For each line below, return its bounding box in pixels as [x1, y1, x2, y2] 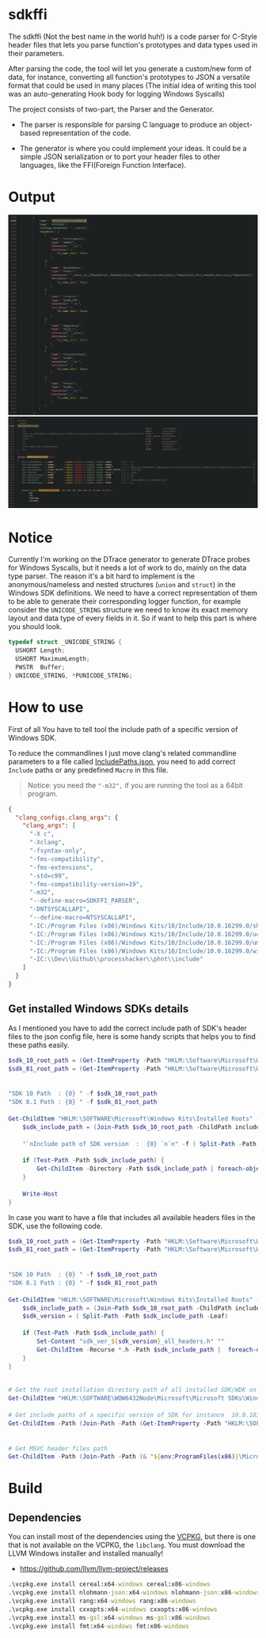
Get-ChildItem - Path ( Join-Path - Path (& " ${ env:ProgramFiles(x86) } [8, 1453, 239, 1461]
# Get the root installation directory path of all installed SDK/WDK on [8, 1386, 257, 1394]
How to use [8, 698, 84, 716]
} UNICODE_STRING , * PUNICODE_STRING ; [8, 671, 133, 680]
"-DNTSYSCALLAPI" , [28, 905, 90, 913]
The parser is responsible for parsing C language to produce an [19, 119, 227, 129]
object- [228, 119, 253, 129]
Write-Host [22, 1189, 59, 1198]
